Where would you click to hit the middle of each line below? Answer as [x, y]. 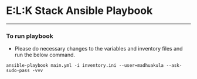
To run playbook [30, 36]
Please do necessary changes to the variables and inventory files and [98, 49]
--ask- [174, 66]
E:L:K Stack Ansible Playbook [79, 11]
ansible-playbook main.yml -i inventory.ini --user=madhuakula [85, 66]
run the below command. [45, 55]
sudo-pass [18, 71]
